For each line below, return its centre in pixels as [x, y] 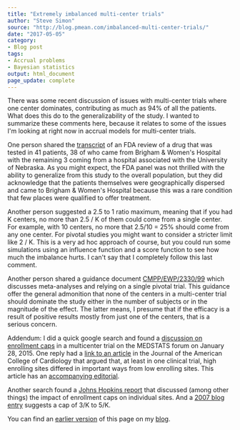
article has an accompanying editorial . [64, 376]
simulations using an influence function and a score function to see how [113, 250]
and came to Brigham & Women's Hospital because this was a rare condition [120, 191]
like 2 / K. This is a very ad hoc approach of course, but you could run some [119, 242]
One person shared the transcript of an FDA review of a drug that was [110, 145]
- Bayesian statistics [41, 67]
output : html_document [41, 74]
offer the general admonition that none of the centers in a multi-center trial [117, 294]
